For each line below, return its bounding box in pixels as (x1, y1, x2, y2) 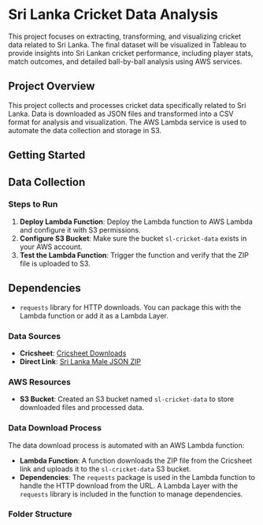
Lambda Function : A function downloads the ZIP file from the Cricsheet (19, 456, 253, 465)
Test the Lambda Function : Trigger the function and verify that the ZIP (19, 250, 250, 259)
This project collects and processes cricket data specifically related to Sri (8, 100, 246, 110)
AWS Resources (8, 376, 71, 387)
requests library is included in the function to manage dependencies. (19, 489, 243, 498)
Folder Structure (8, 508, 72, 519)
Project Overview (8, 80, 95, 93)
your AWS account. (19, 242, 83, 251)
